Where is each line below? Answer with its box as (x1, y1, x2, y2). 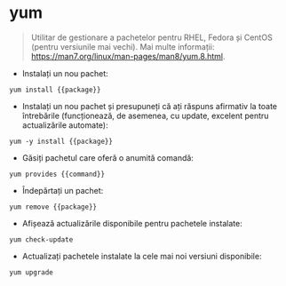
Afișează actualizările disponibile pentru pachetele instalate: (21, 218, 242, 228)
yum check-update (9, 234, 74, 244)
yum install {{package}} (9, 85, 101, 94)
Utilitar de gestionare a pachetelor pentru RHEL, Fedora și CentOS (30, 32, 273, 43)
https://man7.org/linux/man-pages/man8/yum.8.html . (30, 51, 226, 61)
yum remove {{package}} (9, 203, 98, 211)
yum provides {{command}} (9, 170, 105, 179)
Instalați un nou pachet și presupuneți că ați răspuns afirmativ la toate (21, 100, 278, 111)
